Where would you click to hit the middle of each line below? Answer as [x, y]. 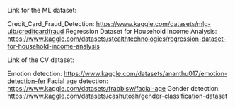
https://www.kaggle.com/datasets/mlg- [153, 24]
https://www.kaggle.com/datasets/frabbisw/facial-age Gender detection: [114, 88]
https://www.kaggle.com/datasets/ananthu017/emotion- [145, 74]
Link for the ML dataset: [42, 10]
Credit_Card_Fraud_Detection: [51, 24]
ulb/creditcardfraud [36, 31]
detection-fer [27, 81]
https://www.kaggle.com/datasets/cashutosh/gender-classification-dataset [117, 96]
